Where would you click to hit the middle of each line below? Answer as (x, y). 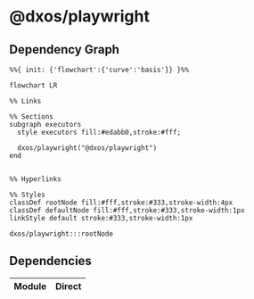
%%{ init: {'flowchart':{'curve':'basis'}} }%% (99, 70)
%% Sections (31, 117)
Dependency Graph (65, 50)
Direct (68, 286)
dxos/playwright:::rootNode (61, 234)
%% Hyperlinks (36, 179)
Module (30, 286)
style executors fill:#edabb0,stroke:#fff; (99, 132)
